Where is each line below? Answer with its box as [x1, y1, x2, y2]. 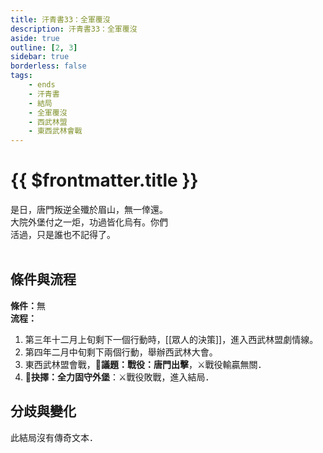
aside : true [10, 33, 60, 43]
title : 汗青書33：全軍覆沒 [10, 14, 111, 25]
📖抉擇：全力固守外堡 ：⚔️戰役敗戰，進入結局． [24, 371, 215, 383]
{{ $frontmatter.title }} [10, 169, 199, 192]
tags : [10, 71, 33, 81]
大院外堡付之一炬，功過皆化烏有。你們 [10, 216, 168, 228]
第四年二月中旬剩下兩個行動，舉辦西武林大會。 [24, 346, 218, 358]
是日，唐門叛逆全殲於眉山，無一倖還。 [10, 204, 168, 216]
